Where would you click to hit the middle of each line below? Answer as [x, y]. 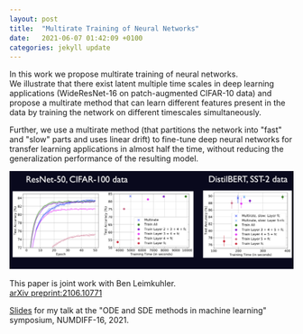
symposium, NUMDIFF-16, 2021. [69, 320]
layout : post [34, 19]
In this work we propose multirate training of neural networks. [124, 74]
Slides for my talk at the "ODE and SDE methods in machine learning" [138, 310]
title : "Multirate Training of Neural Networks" [105, 28]
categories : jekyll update [60, 48]
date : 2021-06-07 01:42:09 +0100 [76, 38]
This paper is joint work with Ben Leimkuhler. [93, 283]
